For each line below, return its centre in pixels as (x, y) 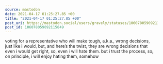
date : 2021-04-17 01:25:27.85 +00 (40, 14)
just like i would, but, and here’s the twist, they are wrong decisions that (76, 46)
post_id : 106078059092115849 (34, 27)
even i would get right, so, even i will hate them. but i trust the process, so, (79, 51)
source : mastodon (23, 9)
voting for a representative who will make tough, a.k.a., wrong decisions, (78, 41)
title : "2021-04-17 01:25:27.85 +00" (43, 18)
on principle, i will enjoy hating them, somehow (52, 56)
